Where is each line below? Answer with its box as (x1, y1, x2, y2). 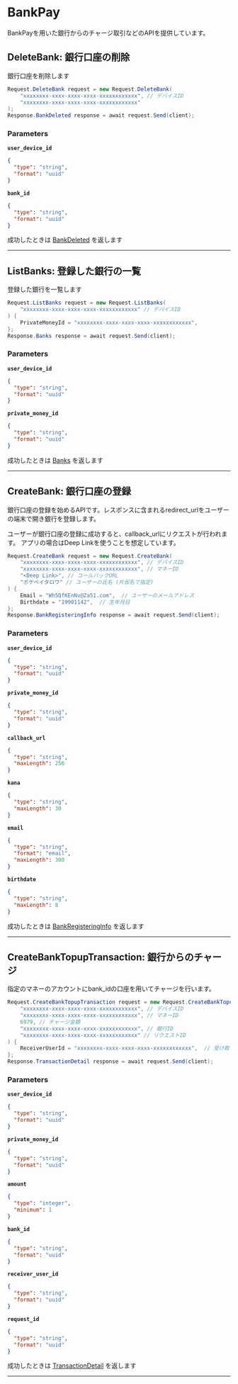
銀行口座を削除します (7, 72, 69, 80)
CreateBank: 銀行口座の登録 (7, 485, 131, 497)
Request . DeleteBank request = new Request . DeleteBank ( (7, 86, 173, 93)
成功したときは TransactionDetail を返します (7, 1361, 137, 1370)
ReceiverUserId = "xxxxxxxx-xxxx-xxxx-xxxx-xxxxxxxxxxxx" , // (20, 1045, 211, 1052)
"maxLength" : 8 (13, 901, 59, 908)
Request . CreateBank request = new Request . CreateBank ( (7, 552, 173, 560)
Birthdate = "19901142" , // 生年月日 (20, 598, 130, 606)
